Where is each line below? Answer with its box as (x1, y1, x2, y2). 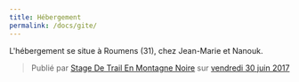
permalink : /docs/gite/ (9, 21, 98, 30)
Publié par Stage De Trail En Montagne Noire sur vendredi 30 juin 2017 (30, 63, 290, 73)
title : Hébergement (9, 12, 82, 22)
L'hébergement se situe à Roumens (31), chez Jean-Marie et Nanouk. (9, 45, 263, 56)
